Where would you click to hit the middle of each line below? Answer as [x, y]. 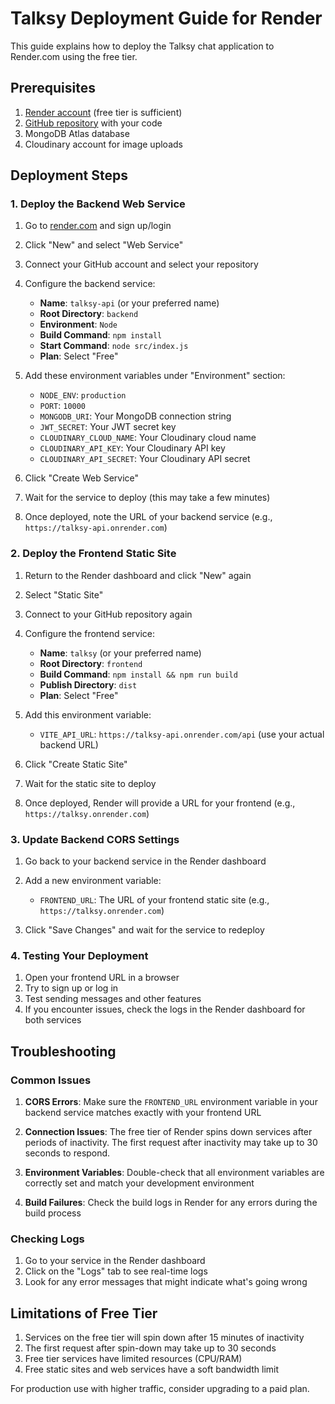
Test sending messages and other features [113, 999]
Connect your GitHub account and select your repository [141, 264]
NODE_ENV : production [83, 395]
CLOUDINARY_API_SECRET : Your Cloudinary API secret [145, 459]
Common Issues [51, 1080]
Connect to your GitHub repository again [108, 614]
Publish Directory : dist [88, 684]
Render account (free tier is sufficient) [103, 112]
